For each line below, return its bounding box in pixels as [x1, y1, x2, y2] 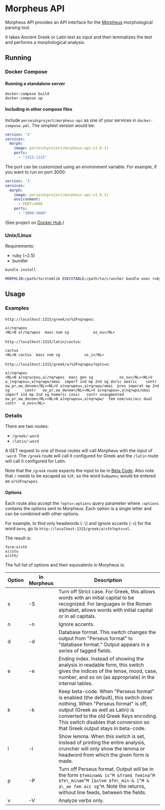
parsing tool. [5, 24, 31, 30]
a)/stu [5, 549, 19, 554]
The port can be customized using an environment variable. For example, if [5, 164, 157, 170]
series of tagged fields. [58, 647, 112, 654]
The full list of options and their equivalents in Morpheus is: [5, 562, 125, 568]
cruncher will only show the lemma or [58, 745, 145, 752]
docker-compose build [5, 92, 50, 97]
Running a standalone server [5, 80, 65, 86]
